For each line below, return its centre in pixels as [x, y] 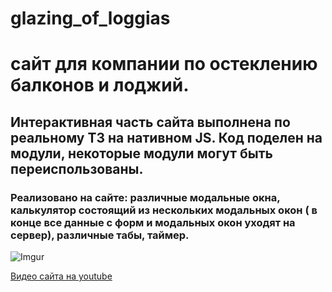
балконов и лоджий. [100, 85]
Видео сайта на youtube [61, 276]
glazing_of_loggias [90, 18]
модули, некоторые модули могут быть [141, 153]
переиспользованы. [77, 168]
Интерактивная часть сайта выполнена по [150, 122]
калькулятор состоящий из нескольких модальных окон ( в [164, 210]
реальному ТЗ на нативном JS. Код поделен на [166, 137]
